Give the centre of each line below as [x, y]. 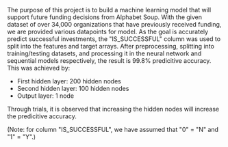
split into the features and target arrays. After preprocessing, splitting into [111, 46]
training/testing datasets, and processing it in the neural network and [104, 53]
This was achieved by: [39, 68]
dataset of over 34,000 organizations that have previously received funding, [114, 24]
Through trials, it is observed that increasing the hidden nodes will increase [113, 109]
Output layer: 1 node [45, 96]
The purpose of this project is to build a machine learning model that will [109, 10]
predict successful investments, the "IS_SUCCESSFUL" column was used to [114, 39]
